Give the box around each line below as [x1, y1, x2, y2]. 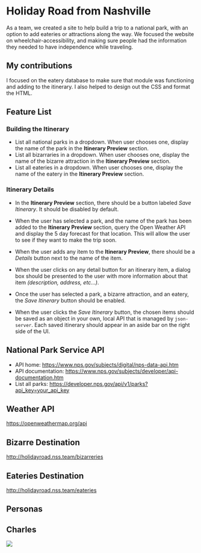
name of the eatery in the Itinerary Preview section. [14, 170, 144, 178]
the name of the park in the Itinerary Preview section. [14, 145, 149, 152]
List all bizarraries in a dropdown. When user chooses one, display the [14, 151, 190, 159]
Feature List [6, 107, 52, 117]
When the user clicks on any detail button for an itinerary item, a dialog [14, 266, 191, 273]
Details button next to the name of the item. [14, 254, 123, 261]
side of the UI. [14, 328, 50, 335]
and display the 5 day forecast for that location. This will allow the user [14, 230, 191, 237]
